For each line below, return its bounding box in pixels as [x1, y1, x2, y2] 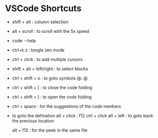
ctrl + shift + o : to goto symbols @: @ [12, 75, 88, 81]
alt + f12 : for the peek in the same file [12, 127, 88, 133]
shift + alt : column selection [12, 19, 69, 25]
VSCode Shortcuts [5, 3, 82, 14]
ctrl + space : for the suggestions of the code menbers [12, 103, 121, 109]
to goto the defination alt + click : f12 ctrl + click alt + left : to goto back [12, 112, 153, 119]
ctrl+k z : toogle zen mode [12, 47, 65, 53]
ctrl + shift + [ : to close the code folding [12, 84, 93, 90]
